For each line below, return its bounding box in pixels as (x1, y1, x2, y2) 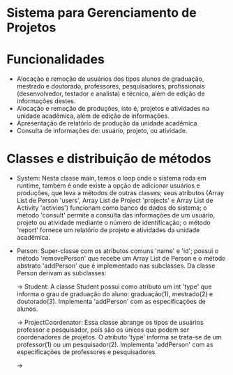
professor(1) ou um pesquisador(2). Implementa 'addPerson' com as (16, 340, 213, 349)
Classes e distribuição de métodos (6, 151, 211, 167)
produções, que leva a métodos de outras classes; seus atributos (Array (16, 189, 225, 197)
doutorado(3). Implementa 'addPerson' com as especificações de (16, 298, 206, 306)
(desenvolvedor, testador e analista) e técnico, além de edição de (16, 89, 205, 98)
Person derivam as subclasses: (16, 269, 107, 277)
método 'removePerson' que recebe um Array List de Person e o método (16, 254, 226, 263)
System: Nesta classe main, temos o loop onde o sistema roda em (16, 174, 206, 183)
